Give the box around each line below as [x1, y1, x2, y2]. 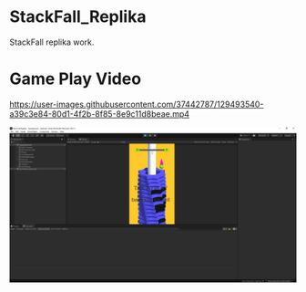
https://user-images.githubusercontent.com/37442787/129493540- [9, 99, 264, 109]
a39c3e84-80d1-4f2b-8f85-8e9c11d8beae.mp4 [9, 108, 189, 120]
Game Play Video [9, 68, 142, 89]
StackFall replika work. [9, 36, 95, 47]
